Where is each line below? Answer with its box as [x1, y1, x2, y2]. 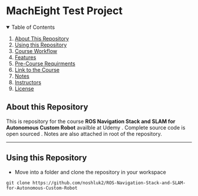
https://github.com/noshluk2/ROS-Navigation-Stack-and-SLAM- [32, 180, 186, 186]
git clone [6, 180, 31, 186]
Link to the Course [14, 66, 60, 73]
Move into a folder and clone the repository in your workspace [14, 168, 166, 175]
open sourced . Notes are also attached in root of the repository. [6, 130, 162, 137]
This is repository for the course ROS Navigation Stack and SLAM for [6, 118, 176, 125]
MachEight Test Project [6, 4, 123, 18]
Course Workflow [14, 47, 58, 54]
